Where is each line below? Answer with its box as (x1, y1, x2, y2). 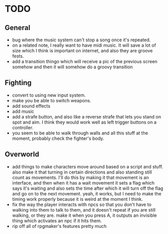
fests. (12, 53, 24, 59)
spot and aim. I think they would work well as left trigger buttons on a (12, 119, 157, 125)
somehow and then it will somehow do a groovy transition (12, 64, 133, 70)
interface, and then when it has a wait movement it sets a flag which (12, 180, 155, 186)
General (5, 23, 31, 32)
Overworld (5, 150, 39, 159)
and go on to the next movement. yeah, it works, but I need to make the (12, 190, 162, 196)
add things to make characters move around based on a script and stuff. (12, 163, 163, 169)
